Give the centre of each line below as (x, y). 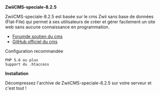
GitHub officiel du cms (35, 42)
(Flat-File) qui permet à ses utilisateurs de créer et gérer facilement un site (80, 22)
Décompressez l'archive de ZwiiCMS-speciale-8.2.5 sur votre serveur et (78, 83)
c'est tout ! (16, 88)
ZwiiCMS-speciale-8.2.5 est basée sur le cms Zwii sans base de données (79, 16)
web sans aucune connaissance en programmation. (57, 27)
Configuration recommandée (34, 51)
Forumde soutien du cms (37, 36)
